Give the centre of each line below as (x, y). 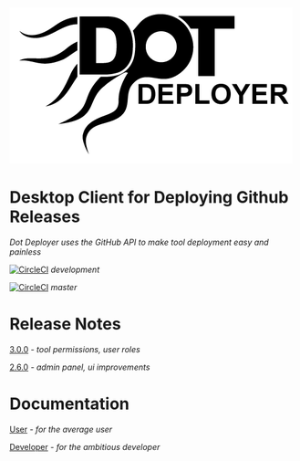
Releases (45, 217)
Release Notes (65, 325)
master (64, 287)
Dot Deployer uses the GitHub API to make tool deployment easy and (139, 242)
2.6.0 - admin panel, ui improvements (80, 367)
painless (26, 251)
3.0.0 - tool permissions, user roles (75, 349)
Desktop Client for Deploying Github (149, 198)
